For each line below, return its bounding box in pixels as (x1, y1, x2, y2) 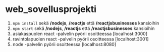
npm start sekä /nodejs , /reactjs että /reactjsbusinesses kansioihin (12, 25, 155, 31)
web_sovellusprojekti (5, 3, 97, 15)
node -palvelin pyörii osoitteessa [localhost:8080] (12, 41, 117, 47)
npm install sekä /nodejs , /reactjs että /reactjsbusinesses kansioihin (12, 20, 159, 26)
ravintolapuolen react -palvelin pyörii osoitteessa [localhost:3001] (12, 36, 149, 42)
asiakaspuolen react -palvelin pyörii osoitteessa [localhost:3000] (12, 30, 148, 36)
